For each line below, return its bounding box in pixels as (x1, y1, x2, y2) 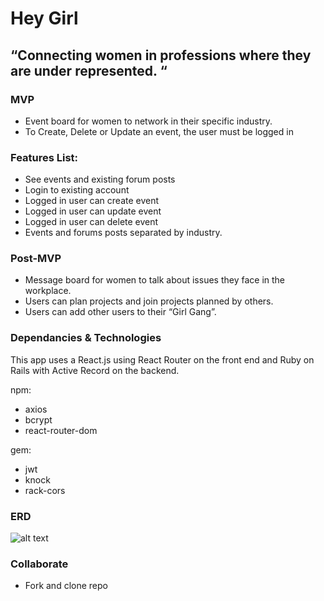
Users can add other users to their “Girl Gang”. (24, 306, 217, 318)
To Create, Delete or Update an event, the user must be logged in (24, 125, 294, 137)
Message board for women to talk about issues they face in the (24, 274, 286, 286)
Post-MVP (10, 252, 62, 266)
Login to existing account (24, 184, 130, 196)
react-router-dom (24, 424, 98, 436)
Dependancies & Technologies (10, 331, 162, 345)
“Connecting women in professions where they (10, 47, 312, 64)
